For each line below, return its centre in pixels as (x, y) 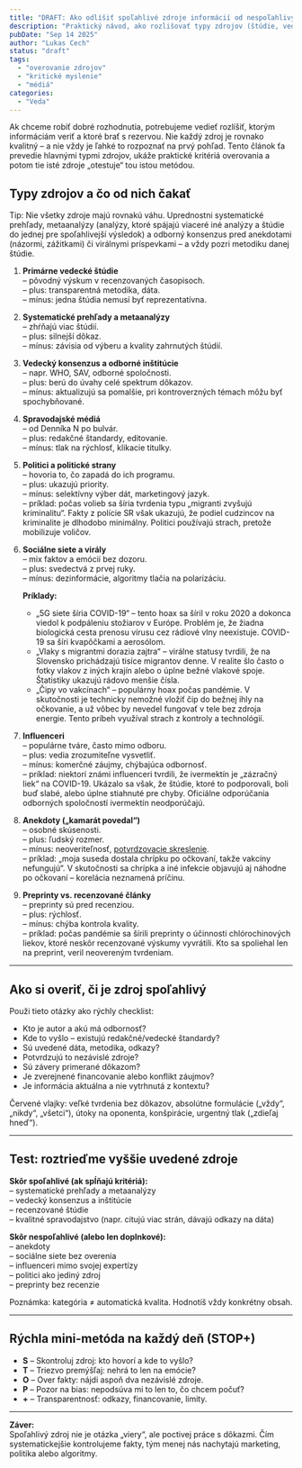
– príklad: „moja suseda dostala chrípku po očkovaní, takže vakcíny (147, 859)
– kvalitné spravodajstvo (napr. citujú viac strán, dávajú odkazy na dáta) (142, 1219)
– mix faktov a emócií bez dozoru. (84, 559)
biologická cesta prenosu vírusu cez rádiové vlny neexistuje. (147, 632)
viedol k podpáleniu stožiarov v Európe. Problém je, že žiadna (150, 623)
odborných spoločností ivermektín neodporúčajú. (113, 803)
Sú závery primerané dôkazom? (81, 1067)
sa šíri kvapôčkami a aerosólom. (106, 642)
